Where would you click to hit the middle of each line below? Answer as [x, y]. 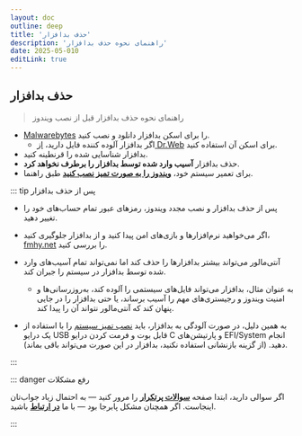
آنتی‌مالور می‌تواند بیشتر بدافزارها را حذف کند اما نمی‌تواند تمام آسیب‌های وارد [152, 262]
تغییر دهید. [40, 218]
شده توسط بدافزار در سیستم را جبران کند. [94, 271]
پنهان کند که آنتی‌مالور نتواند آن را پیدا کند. [105, 307]
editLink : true [39, 59]
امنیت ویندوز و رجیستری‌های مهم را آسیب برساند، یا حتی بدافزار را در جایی [161, 298]
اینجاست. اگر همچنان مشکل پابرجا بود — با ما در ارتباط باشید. [113, 406]
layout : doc [32, 18]
